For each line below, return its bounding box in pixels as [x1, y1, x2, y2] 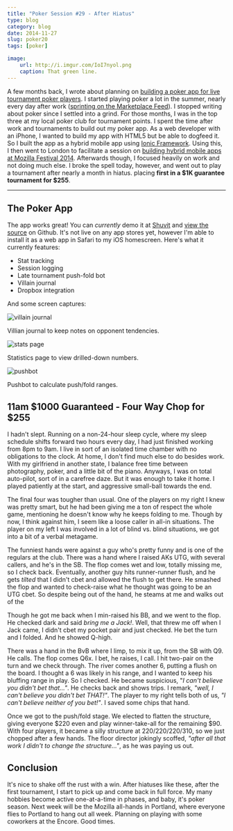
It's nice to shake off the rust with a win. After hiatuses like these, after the [7, 780, 220, 789]
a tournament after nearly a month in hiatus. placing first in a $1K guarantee [7, 168, 225, 177]
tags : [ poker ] [7, 42, 49, 49]
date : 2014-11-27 [7, 29, 58, 37]
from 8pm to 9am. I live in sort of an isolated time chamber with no [7, 445, 198, 453]
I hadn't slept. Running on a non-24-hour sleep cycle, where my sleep [7, 430, 207, 438]
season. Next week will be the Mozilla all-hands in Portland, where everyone [7, 802, 225, 811]
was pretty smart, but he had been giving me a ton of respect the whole [7, 502, 212, 512]
